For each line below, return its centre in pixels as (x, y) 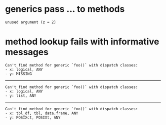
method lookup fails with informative (82, 42)
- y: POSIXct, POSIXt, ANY (33, 117)
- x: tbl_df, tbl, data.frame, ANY (42, 113)
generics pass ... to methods (65, 9)
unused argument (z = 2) (31, 22)
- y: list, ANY (21, 95)
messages (27, 52)
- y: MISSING (19, 74)
